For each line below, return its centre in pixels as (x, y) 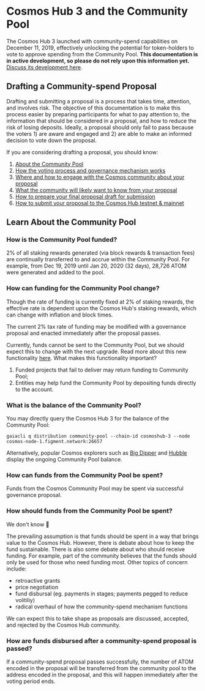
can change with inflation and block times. (60, 315)
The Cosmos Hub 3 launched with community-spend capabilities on (92, 41)
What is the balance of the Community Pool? (74, 405)
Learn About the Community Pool (71, 222)
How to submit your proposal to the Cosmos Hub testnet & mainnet (100, 203)
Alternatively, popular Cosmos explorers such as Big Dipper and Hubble (97, 453)
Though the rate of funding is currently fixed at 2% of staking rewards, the (100, 302)
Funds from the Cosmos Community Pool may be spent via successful (95, 488)
